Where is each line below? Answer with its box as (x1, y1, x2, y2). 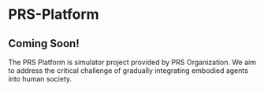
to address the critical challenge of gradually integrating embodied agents (8, 66, 248, 75)
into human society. (8, 75, 73, 83)
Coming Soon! (8, 37, 80, 50)
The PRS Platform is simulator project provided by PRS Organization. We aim (8, 57, 256, 67)
